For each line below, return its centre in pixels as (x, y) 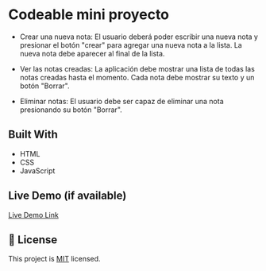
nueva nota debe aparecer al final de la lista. (92, 53)
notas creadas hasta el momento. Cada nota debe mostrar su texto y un (137, 77)
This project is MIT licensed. (54, 259)
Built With (33, 135)
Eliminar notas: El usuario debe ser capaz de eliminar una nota (121, 101)
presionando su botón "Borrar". (71, 110)
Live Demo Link (34, 215)
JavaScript (37, 170)
